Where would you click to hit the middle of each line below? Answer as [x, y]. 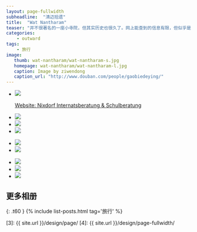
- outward [29, 39]
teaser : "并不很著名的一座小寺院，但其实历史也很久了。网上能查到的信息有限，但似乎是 [99, 28]
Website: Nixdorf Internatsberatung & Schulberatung [78, 105]
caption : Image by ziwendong [49, 71]
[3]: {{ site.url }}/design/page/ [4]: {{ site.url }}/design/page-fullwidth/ [90, 223]
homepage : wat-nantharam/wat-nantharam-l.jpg [70, 66]
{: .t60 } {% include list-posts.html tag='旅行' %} [64, 211]
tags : [13, 44]
